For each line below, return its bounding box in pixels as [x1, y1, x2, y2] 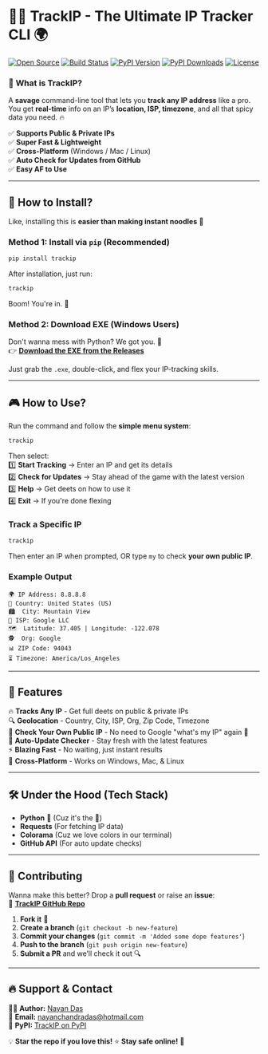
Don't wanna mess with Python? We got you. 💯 [8, 337, 162, 346]
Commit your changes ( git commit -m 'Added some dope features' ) [19, 931, 246, 941]
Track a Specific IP [8, 519, 82, 530]
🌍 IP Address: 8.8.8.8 [8, 590, 86, 598]
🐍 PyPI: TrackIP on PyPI [8, 1020, 87, 1030]
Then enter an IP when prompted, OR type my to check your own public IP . [8, 551, 254, 561]
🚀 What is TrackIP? [8, 77, 83, 89]
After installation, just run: [8, 269, 93, 278]
